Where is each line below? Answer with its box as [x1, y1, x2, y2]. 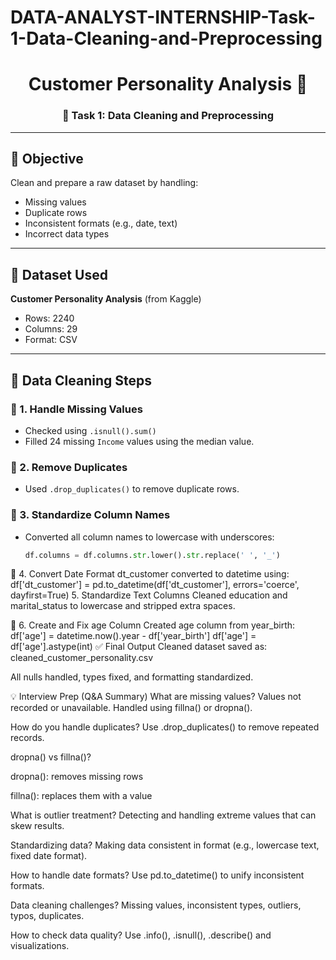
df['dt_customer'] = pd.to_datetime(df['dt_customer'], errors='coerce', [10, 579, 300, 591]
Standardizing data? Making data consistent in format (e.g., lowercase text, [10, 839, 320, 851]
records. [10, 732, 45, 744]
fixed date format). [10, 850, 88, 862]
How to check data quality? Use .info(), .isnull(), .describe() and [10, 929, 272, 941]
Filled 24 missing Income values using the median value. [24, 435, 255, 447]
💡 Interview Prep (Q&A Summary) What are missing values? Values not [10, 691, 302, 703]
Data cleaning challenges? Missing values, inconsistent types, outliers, [10, 899, 302, 911]
